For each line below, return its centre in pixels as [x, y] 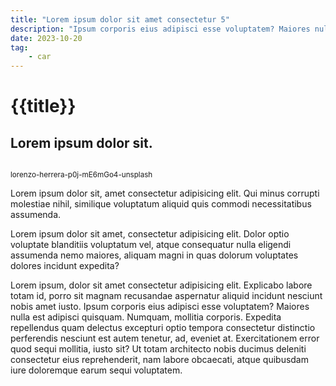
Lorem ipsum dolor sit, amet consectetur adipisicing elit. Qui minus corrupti [165, 193]
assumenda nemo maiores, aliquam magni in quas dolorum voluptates [154, 255]
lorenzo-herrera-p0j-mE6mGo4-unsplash [81, 175]
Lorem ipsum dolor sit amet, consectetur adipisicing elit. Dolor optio [150, 234]
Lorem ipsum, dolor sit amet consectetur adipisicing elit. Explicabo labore [161, 285]
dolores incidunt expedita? [65, 266]
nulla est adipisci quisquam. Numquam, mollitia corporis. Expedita [146, 317]
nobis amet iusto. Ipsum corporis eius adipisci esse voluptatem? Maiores [160, 307]
